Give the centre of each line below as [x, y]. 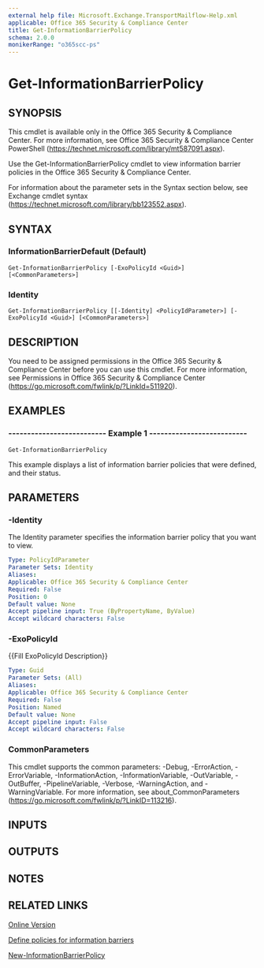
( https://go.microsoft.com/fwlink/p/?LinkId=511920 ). [93, 386]
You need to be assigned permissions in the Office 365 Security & [115, 361]
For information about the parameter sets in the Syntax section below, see [128, 188]
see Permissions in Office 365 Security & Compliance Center [107, 377]
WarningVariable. [36, 792]
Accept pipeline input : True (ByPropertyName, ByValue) [102, 611]
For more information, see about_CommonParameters [153, 792]
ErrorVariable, [31, 775]
